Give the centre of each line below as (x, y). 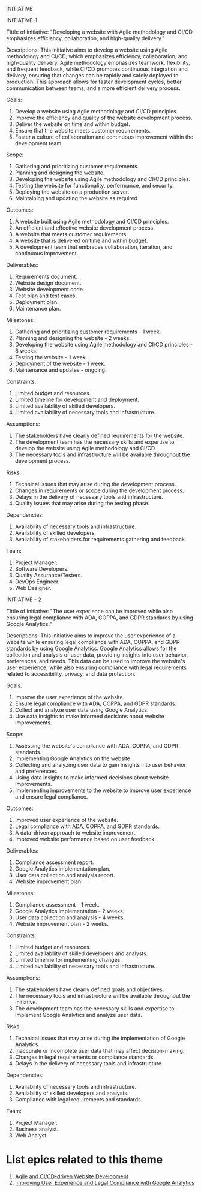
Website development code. (49, 289)
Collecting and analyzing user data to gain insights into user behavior (100, 765)
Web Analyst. (31, 1135)
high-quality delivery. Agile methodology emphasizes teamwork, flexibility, (98, 63)
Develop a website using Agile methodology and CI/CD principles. (96, 111)
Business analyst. (37, 1129)
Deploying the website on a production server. (72, 192)
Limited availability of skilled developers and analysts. (81, 953)
